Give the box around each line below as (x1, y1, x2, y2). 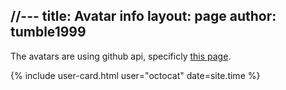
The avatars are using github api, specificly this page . (10, 50, 232, 62)
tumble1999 (10, 24, 87, 41)
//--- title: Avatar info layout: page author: (10, 8, 277, 25)
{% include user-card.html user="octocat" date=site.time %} (10, 69, 261, 81)
